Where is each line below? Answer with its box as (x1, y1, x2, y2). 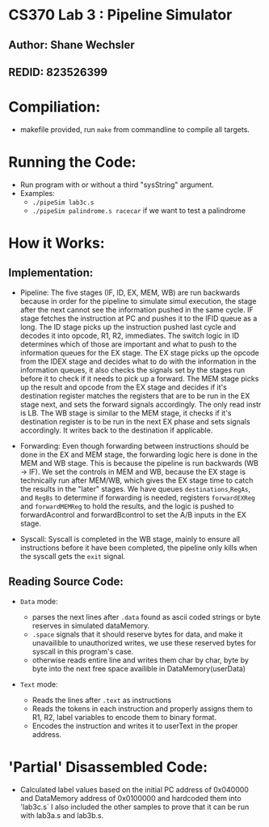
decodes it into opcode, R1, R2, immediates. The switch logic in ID (19, 330, 240, 340)
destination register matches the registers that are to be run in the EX (19, 390, 250, 400)
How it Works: (8, 234, 105, 253)
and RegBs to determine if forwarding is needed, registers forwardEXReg (19, 492, 256, 502)
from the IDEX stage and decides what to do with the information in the (19, 356, 257, 366)
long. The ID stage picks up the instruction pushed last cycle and (19, 322, 237, 331)
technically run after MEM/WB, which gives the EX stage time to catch (19, 475, 254, 485)
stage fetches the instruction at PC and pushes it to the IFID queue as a (19, 313, 258, 323)
